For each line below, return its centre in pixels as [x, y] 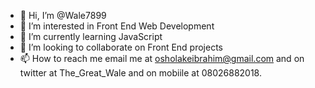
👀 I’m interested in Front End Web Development [117, 26]
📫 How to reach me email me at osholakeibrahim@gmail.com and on [162, 58]
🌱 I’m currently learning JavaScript [91, 36]
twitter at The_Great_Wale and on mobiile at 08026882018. [140, 73]
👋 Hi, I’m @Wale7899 [63, 15]
